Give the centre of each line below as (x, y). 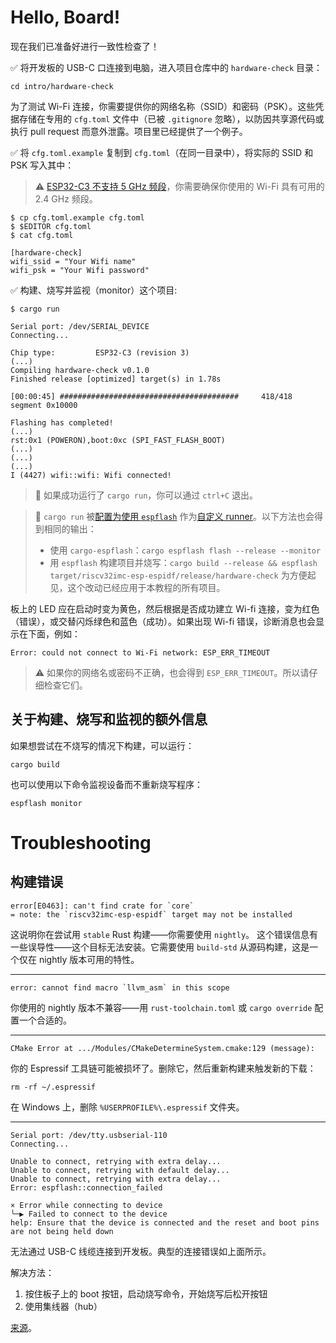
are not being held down (62, 1231)
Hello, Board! (65, 17)
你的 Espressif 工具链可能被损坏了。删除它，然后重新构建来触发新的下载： (163, 1068)
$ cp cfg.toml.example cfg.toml (77, 217)
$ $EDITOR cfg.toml (51, 226)
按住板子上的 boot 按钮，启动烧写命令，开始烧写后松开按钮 (146, 1293)
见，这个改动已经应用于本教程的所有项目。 (137, 587)
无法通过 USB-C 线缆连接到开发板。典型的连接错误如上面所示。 (141, 1251)
